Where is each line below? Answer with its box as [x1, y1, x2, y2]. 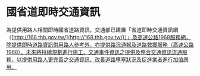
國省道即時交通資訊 [6, 5, 101, 19]
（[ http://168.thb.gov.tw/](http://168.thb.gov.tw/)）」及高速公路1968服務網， [6, 33, 192, 40]
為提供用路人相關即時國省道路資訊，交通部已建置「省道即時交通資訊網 [6, 26, 179, 33]
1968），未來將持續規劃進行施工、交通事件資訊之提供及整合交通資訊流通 [6, 48, 183, 55]
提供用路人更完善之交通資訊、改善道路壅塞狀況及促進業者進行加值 [21, 56, 183, 63]
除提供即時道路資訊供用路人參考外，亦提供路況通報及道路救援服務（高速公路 [6, 41, 194, 48]
